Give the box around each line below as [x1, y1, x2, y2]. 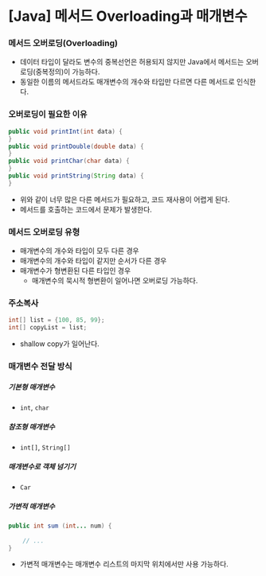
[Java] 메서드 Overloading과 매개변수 [8, 7, 248, 25]
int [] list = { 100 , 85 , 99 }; [8, 316, 105, 325]
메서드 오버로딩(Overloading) [8, 37, 118, 49]
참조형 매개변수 [8, 422, 56, 431]
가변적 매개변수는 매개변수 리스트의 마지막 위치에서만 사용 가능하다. [19, 559, 229, 569]
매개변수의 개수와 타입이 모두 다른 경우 [19, 246, 139, 255]
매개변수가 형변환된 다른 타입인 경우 [19, 266, 131, 275]
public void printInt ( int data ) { [8, 127, 123, 135]
